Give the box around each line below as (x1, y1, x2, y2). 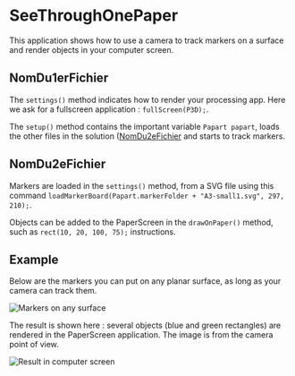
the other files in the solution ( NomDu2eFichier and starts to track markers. (9, 131, 286, 141)
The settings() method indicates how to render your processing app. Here (9, 94, 286, 105)
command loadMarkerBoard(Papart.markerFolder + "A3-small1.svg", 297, (9, 190, 284, 201)
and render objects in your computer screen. (9, 44, 174, 55)
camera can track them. (9, 286, 97, 296)
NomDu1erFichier (9, 71, 109, 86)
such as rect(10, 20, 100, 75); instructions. (9, 226, 176, 237)
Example (9, 252, 59, 267)
